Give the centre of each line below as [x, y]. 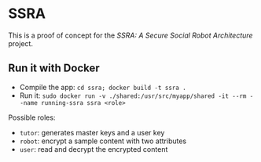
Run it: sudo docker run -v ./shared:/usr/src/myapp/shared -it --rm [133, 95]
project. [21, 43]
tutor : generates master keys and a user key [92, 132]
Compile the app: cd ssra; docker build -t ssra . [103, 87]
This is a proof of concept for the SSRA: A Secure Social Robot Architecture [130, 35]
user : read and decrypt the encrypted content [94, 149]
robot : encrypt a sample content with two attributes [103, 141]
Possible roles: [32, 117]
